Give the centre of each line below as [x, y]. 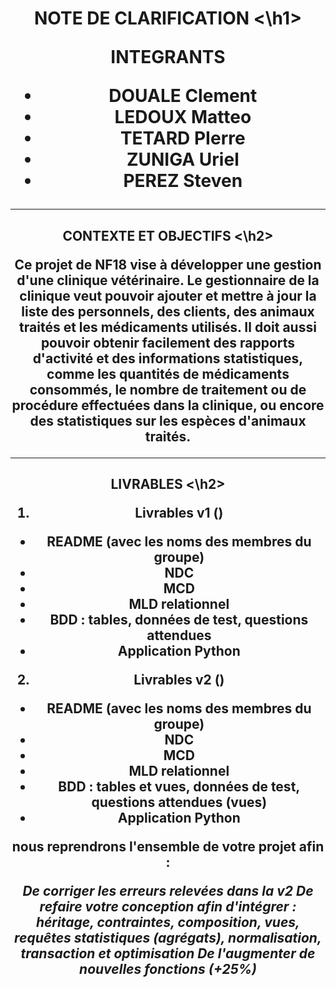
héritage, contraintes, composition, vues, [168, 922]
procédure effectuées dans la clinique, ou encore [168, 405]
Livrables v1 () [179, 512]
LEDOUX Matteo [183, 117]
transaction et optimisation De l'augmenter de [168, 953]
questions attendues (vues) [179, 802]
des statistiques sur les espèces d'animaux [168, 420]
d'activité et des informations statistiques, [168, 358]
